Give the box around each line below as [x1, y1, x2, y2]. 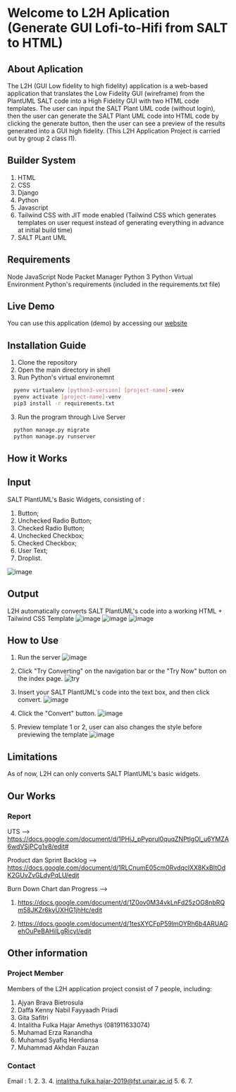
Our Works [7, 790, 56, 802]
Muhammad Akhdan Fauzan [17, 1043, 99, 1052]
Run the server [17, 653, 61, 662]
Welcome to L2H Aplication [7, 5, 170, 21]
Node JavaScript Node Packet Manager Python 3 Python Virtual [7, 272, 194, 281]
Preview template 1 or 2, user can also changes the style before [17, 723, 202, 732]
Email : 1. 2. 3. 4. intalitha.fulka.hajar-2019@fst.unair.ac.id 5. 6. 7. [7, 1076, 193, 1085]
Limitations [7, 751, 58, 763]
